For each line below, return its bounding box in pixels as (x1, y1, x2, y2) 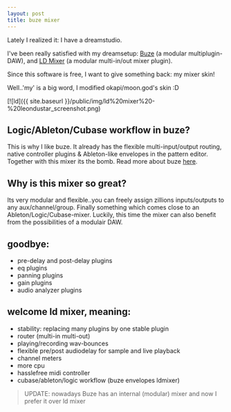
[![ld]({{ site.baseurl (7, 96, 64, 105)
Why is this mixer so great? (7, 178, 127, 189)
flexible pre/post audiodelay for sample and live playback (17, 346, 181, 354)
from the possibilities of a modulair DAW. (7, 218, 123, 226)
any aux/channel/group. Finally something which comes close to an (7, 203, 200, 212)
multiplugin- (187, 49, 223, 58)
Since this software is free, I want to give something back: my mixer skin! (7, 70, 215, 78)
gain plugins (17, 278, 53, 286)
